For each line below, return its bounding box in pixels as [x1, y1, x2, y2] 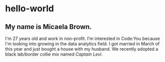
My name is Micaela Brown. [5, 23, 92, 31]
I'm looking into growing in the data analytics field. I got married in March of [5, 41, 160, 47]
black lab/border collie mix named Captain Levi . [5, 51, 103, 57]
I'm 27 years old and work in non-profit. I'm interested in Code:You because [5, 35, 160, 41]
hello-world [5, 3, 55, 14]
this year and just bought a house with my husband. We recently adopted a [5, 46, 159, 52]
